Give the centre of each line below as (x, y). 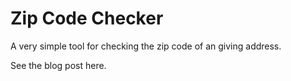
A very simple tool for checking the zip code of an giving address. (146, 46)
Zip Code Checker (87, 18)
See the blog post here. (58, 65)
